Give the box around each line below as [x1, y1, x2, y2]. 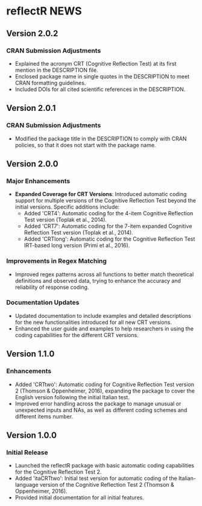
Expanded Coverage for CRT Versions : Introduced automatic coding [14, 191, 187, 198]
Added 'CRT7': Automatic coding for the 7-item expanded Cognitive [24, 223, 192, 230]
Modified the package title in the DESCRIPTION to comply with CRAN [14, 134, 187, 142]
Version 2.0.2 [6, 28, 58, 39]
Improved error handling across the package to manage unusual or [14, 400, 181, 407]
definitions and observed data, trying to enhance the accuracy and [14, 277, 181, 284]
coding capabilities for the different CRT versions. [14, 331, 139, 338]
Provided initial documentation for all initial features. [14, 494, 145, 501]
